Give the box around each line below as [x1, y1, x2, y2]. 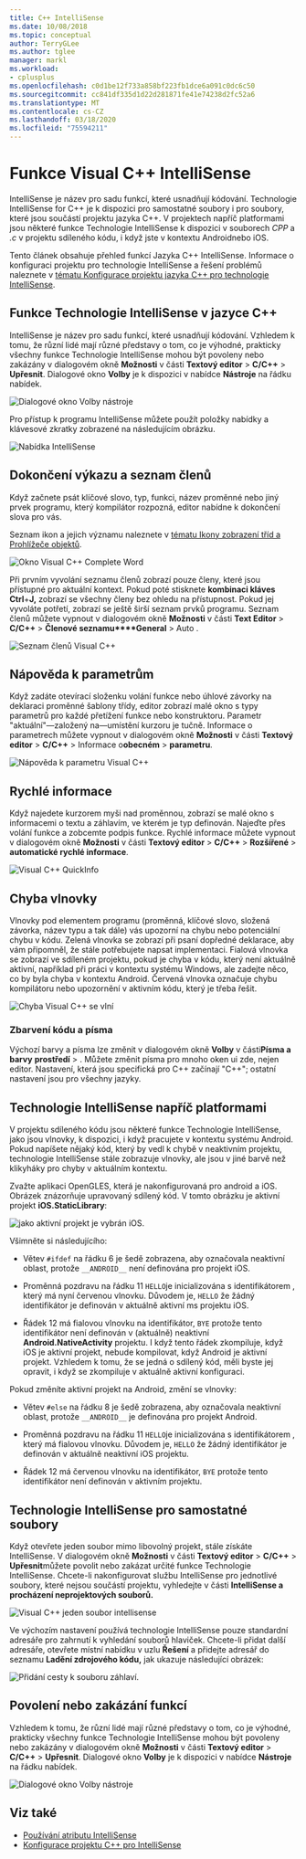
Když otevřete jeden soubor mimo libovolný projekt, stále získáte [9, 1540, 253, 1551]
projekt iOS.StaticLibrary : [9, 1200, 108, 1211]
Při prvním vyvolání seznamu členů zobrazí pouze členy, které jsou [9, 574, 261, 585]
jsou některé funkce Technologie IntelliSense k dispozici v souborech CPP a [9, 222, 295, 233]
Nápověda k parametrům [9, 666, 154, 681]
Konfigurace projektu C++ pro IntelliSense [22, 1839, 182, 1850]
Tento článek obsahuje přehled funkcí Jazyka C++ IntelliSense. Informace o [9, 249, 295, 260]
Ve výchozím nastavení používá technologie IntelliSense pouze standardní [9, 1624, 289, 1635]
